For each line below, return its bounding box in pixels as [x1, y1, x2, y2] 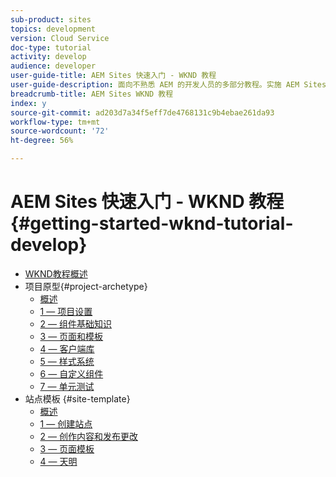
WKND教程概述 [24, 267, 88, 280]
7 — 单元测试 [39, 380, 95, 392]
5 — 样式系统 [39, 355, 95, 367]
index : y [10, 98, 47, 108]
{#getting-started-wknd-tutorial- [10, 212, 294, 235]
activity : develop [10, 52, 87, 62]
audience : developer [10, 61, 97, 71]
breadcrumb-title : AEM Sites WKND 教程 [10, 89, 174, 99]
